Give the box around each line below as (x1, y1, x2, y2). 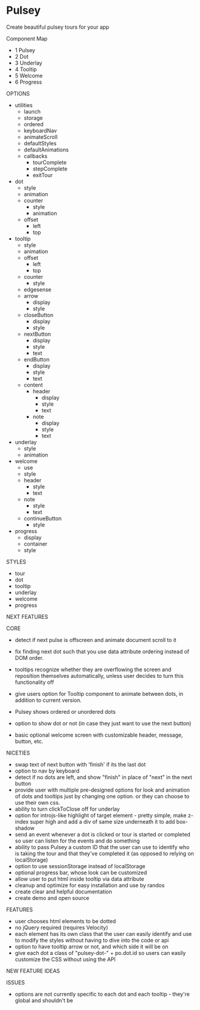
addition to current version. (14, 696, 82, 704)
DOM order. (14, 654, 44, 661)
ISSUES (6, 979, 25, 986)
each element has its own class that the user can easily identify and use (14, 930, 192, 937)
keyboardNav (23, 127, 57, 134)
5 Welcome (14, 72, 43, 79)
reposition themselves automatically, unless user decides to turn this (14, 672, 184, 679)
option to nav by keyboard (14, 767, 79, 774)
